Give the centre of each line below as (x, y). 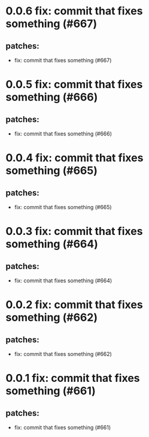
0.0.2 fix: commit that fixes (74, 305)
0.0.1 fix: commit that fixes (73, 378)
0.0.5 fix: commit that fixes (74, 85)
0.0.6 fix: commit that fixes (74, 11)
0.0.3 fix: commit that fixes (74, 231)
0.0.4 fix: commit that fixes (74, 158)
